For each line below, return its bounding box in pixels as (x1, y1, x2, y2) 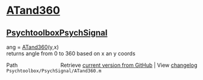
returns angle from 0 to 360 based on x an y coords (6, 50, 136, 57)
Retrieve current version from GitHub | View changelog (60, 61, 198, 69)
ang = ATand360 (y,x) (6, 43, 59, 51)
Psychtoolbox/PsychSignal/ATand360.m (6, 68, 102, 74)
